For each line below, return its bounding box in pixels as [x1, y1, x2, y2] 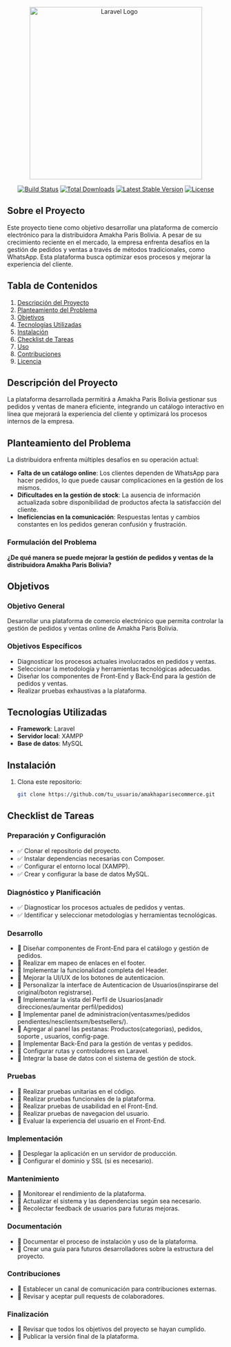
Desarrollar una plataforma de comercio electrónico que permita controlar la [7, 617, 224, 625]
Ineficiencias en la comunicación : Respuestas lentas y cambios [17, 513, 200, 521]
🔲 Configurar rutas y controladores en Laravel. [17, 1047, 150, 1055]
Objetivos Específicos [7, 642, 83, 651]
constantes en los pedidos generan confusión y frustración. [17, 520, 188, 529]
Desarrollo [7, 928, 43, 938]
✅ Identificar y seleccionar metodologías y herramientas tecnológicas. [17, 911, 217, 919]
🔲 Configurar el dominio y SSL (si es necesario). [17, 1157, 154, 1165]
